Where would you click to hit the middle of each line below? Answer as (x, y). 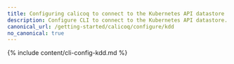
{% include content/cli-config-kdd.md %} (67, 53)
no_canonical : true (36, 33)
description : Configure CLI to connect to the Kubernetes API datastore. (118, 20)
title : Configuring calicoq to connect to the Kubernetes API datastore (116, 14)
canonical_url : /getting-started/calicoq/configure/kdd (91, 26)
